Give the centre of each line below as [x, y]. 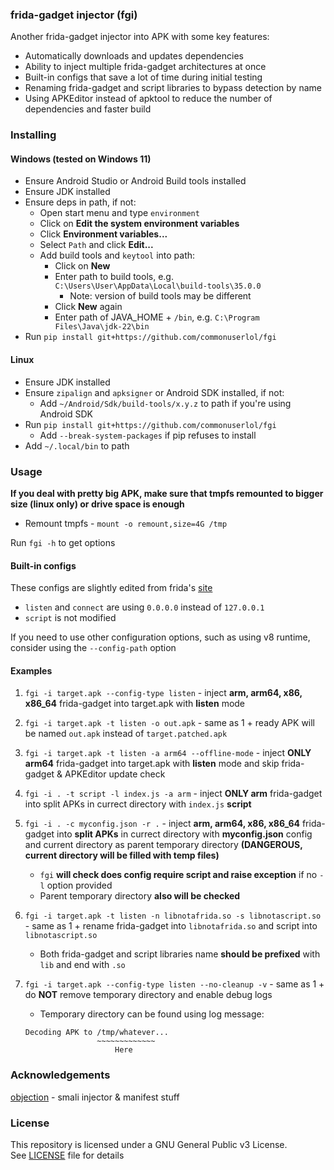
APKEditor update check [115, 774]
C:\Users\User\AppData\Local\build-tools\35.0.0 [158, 286]
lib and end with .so [82, 965]
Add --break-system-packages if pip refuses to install [148, 435]
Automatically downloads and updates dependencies [134, 56]
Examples [31, 670]
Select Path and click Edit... [96, 245]
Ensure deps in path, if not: [80, 202]
